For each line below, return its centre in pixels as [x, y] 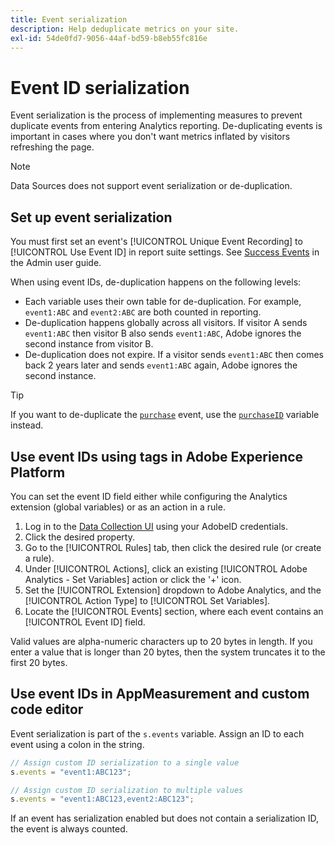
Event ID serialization [100, 87]
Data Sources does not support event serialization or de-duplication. [151, 186]
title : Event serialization [69, 19]
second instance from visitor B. [89, 344]
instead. [27, 425]
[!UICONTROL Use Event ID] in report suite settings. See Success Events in [165, 252]
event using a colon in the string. [77, 744]
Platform [38, 472]
